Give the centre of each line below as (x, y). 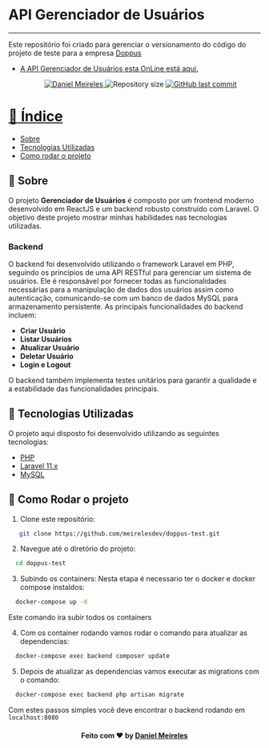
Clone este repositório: (58, 519)
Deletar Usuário (46, 356)
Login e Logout (45, 364)
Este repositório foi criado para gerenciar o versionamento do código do (127, 44)
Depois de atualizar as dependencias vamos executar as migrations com (140, 672)
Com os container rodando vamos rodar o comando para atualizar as (134, 633)
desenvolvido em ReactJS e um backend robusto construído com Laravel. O (134, 208)
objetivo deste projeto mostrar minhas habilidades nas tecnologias (118, 217)
